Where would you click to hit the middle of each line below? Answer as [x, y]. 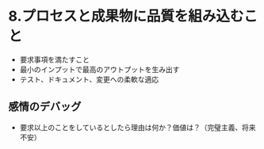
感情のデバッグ [45, 107]
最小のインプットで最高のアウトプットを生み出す [99, 69]
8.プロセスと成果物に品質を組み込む [126, 16]
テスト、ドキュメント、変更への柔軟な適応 [89, 79]
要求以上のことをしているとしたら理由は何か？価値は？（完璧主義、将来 [138, 127]
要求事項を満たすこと [54, 59]
